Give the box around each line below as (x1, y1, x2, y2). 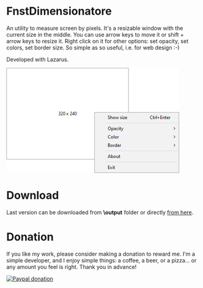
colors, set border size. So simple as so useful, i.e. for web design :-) (6, 44, 180, 51)
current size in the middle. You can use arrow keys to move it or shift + (6, 31, 185, 38)
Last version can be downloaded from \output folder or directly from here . (6, 209, 194, 216)
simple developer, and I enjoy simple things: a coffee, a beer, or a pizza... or (6, 256, 197, 264)
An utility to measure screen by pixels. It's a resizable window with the (6, 24, 183, 32)
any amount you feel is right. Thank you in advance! (6, 263, 137, 270)
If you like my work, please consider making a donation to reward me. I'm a (6, 250, 196, 257)
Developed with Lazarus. (6, 56, 69, 63)
